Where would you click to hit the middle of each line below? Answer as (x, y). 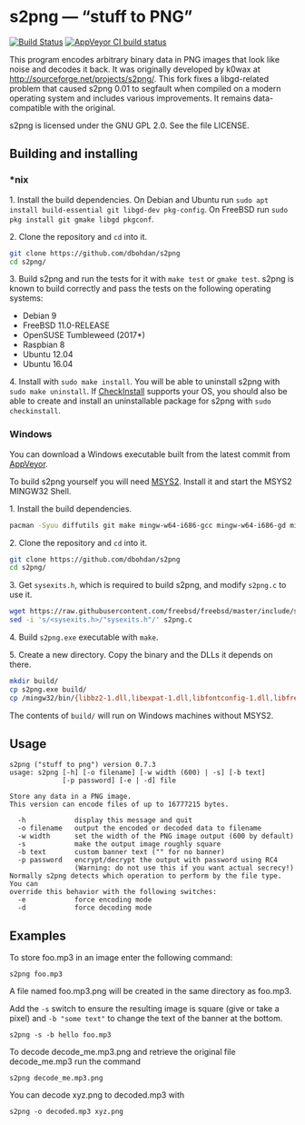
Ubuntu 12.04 (48, 354)
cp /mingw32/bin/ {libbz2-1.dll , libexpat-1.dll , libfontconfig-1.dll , (142, 698)
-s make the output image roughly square (119, 844)
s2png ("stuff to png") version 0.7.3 (83, 765)
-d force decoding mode (85, 908)
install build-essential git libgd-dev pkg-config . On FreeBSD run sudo (149, 209)
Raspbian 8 (44, 345)
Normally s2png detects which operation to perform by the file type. (146, 876)
